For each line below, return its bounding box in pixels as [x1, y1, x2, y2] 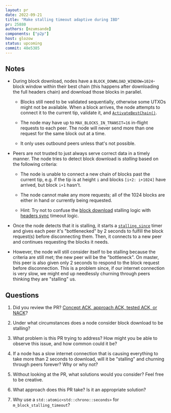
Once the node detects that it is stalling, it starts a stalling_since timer [12, 223, 162, 229]
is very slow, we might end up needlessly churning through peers [12, 271, 151, 277]
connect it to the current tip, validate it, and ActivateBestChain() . [20, 110, 157, 116]
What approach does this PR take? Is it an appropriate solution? [12, 387, 146, 393]
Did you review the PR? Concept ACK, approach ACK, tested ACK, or [12, 305, 157, 311]
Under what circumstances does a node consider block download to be [12, 320, 163, 326]
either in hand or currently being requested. [20, 198, 112, 204]
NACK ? [12, 310, 28, 316]
